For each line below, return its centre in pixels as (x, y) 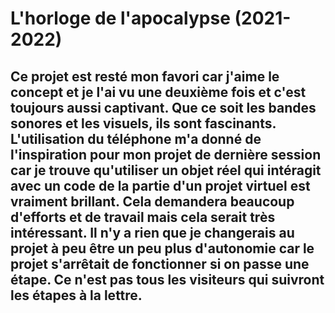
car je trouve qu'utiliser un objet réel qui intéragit (166, 170)
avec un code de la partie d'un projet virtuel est (160, 185)
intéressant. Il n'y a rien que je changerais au (152, 232)
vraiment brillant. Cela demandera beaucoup (152, 201)
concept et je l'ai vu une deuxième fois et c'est (158, 92)
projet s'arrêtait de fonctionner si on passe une (160, 263)
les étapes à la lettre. (76, 295)
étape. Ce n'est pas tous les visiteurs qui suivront (167, 279)
